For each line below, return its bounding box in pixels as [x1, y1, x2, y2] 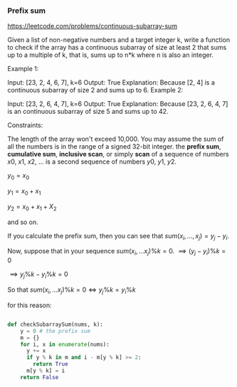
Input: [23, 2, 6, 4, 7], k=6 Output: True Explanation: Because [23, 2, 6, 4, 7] [7, 100, 228, 108]
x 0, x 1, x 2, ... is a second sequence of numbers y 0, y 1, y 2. [7, 157, 177, 166]
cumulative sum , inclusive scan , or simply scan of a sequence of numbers [7, 150, 229, 159]
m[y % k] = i [26, 367, 65, 374]
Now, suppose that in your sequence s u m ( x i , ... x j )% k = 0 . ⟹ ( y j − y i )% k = [7, 247, 226, 258]
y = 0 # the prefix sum [20, 327, 91, 334]
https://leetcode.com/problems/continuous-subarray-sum [7, 22, 178, 31]
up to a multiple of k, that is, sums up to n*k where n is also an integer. [7, 51, 214, 59]
